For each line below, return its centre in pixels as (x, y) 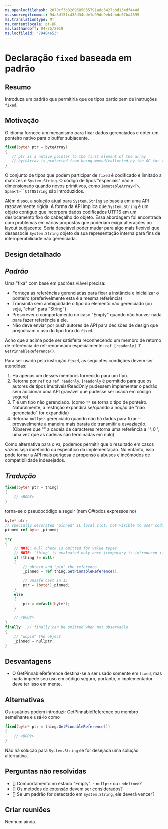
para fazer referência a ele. (40, 320)
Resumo (18, 87)
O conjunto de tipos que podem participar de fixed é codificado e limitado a (84, 175)
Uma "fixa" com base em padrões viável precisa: (55, 283)
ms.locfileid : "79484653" (32, 33)
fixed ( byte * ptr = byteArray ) (37, 147)
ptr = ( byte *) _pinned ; (47, 585)
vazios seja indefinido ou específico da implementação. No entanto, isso (80, 450)
